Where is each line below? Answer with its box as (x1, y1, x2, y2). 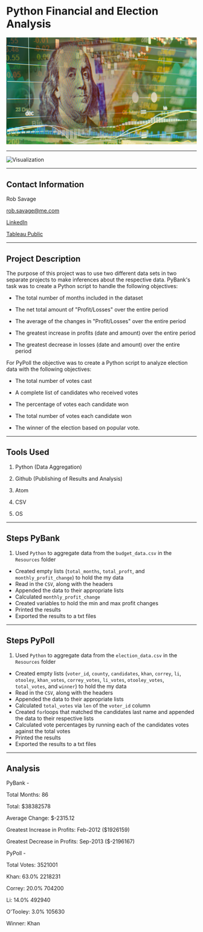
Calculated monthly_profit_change (14, 593, 101, 600)
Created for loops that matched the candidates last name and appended (14, 708, 195, 715)
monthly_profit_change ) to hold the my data (14, 574, 124, 581)
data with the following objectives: (6, 365, 92, 373)
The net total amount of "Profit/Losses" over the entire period (14, 306, 169, 313)
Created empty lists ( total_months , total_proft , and (14, 567, 145, 574)
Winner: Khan (6, 920, 40, 927)
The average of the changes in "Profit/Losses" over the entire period (14, 318, 186, 325)
